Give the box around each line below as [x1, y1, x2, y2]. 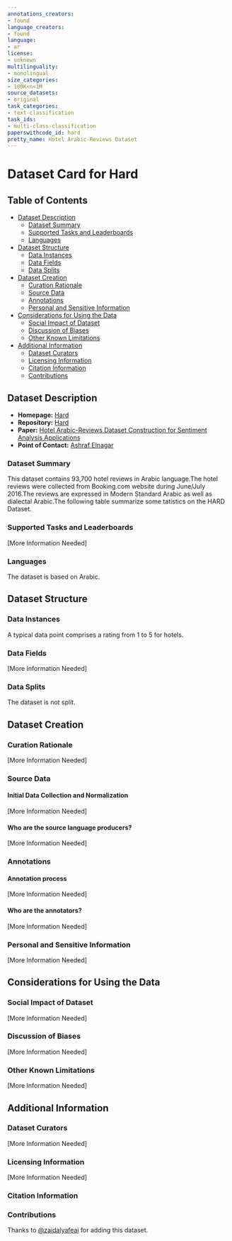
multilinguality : [7, 63, 59, 70]
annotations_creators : [7, 10, 74, 18]
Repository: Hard [17, 418, 69, 427]
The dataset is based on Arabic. [7, 572, 100, 581]
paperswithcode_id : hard [7, 129, 81, 136]
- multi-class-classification [7, 122, 97, 130]
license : [7, 50, 33, 57]
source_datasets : [7, 89, 59, 96]
